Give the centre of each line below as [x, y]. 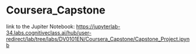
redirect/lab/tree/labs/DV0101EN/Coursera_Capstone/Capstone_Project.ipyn [98, 39]
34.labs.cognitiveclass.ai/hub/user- [49, 32]
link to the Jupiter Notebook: [40, 26]
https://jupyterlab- [98, 26]
